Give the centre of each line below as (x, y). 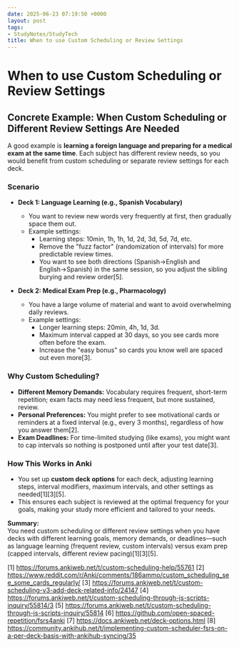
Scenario (23, 187)
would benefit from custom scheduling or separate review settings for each (118, 161)
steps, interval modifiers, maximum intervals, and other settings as (116, 487)
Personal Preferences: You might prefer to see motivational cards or (119, 414)
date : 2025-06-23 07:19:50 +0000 (57, 14)
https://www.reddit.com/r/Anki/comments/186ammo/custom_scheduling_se (118, 575)
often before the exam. (72, 343)
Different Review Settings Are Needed (93, 128)
